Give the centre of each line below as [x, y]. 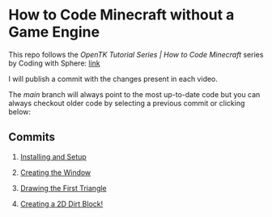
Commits [32, 137]
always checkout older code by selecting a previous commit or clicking [127, 103]
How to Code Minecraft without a [121, 15]
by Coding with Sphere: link [55, 63]
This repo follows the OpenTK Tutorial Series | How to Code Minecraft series [136, 54]
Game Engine [54, 32]
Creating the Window [55, 172]
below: [19, 112]
